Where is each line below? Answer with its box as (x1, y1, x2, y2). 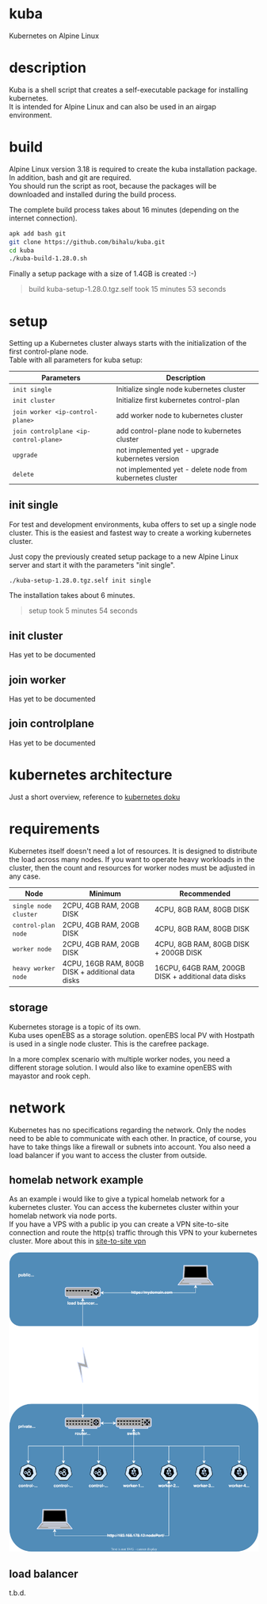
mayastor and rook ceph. (9, 1071, 91, 1081)
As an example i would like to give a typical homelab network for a (9, 1194, 225, 1204)
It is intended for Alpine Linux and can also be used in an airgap (9, 101, 216, 111)
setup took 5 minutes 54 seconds (28, 606, 138, 615)
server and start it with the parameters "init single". (9, 560, 175, 569)
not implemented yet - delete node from (116, 465, 248, 474)
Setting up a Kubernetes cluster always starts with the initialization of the (9, 339, 247, 348)
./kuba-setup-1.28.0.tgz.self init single (9, 576, 151, 584)
